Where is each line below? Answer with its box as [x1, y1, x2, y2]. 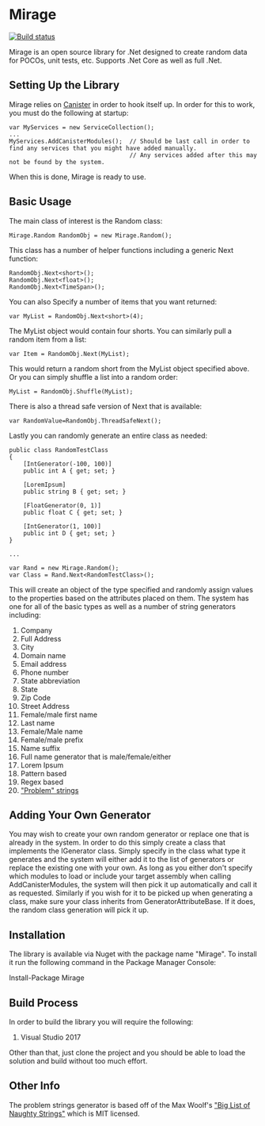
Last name [20, 718, 55, 727]
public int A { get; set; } [23, 466, 115, 475]
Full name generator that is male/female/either [20, 752, 172, 761]
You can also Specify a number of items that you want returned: [9, 297, 218, 306]
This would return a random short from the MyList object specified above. [9, 363, 250, 373]
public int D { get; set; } [23, 529, 115, 537]
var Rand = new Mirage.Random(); [9, 564, 119, 572]
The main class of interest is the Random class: [9, 216, 163, 225]
